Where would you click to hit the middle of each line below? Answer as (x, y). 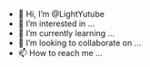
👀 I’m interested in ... (56, 24)
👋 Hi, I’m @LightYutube (61, 14)
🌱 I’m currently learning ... (66, 33)
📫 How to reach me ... (60, 53)
